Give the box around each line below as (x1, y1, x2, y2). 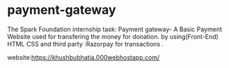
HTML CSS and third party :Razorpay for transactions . (7, 40, 164, 48)
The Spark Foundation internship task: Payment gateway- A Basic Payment (7, 25, 223, 33)
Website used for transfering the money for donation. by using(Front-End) (7, 32, 219, 40)
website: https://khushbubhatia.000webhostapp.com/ (7, 53, 160, 61)
